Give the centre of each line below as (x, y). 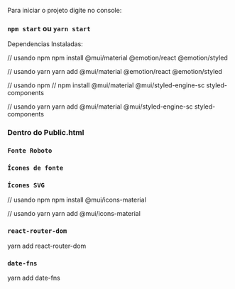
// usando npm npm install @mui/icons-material (77, 200)
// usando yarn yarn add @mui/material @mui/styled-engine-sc (100, 107)
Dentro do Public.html (46, 133)
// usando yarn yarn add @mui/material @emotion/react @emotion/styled (115, 72)
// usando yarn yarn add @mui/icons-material (74, 214)
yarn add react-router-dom (47, 246)
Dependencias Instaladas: (45, 44)
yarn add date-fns (34, 278)
